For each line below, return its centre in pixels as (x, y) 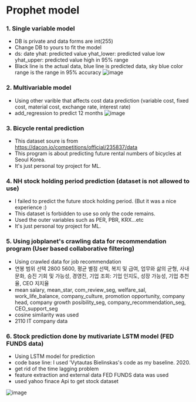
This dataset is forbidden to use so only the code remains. (85, 214)
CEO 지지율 (36, 283)
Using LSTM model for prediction (55, 356)
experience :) (31, 207)
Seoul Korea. (30, 160)
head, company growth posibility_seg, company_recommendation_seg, (100, 302)
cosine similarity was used (47, 315)
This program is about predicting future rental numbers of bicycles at (98, 154)
